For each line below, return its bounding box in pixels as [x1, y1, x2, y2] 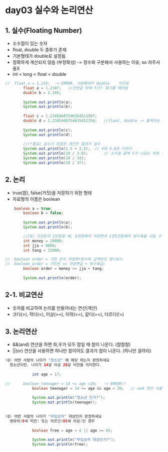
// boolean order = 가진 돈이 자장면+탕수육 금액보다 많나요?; [5, 257, 124, 262]
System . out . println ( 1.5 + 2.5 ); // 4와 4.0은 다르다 [23, 146, 132, 151]
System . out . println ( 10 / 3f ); [23, 160, 86, 165]
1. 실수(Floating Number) [5, 26, 82, 35]
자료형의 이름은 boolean [12, 196, 60, 202]
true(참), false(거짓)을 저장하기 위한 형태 [12, 189, 92, 196]
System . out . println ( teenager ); [31, 400, 97, 405]
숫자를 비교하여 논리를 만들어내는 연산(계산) [12, 305, 97, 311]
